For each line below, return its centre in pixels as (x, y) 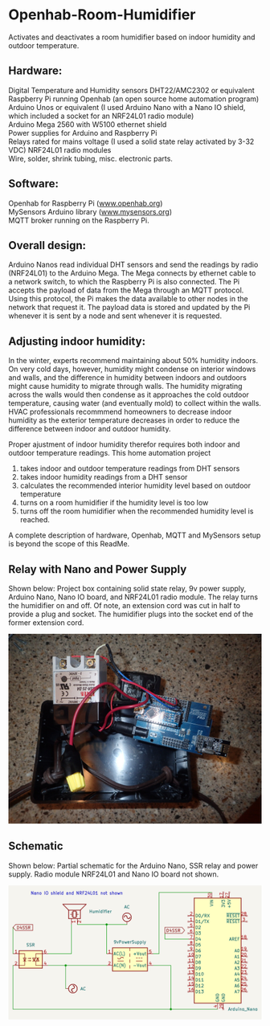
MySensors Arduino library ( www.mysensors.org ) (90, 211)
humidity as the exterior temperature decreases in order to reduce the (124, 420)
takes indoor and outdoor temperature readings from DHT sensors (130, 468)
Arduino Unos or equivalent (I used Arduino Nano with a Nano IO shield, (127, 107)
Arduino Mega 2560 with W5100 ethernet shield (88, 124)
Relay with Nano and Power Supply (98, 569)
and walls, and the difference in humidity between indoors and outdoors (127, 378)
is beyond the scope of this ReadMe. (69, 544)
